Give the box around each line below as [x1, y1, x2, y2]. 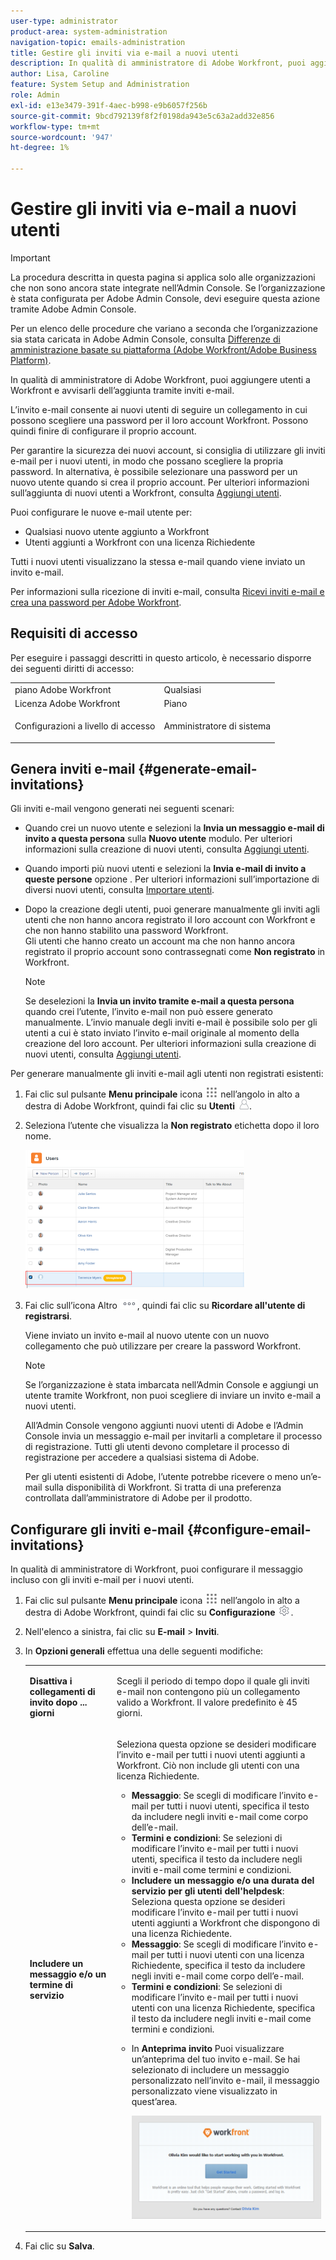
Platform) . [10, 354, 52, 366]
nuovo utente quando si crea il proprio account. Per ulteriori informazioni [10, 476, 310, 488]
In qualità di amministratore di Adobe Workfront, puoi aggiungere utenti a [10, 373, 311, 385]
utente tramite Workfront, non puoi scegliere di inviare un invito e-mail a [24, 1390, 322, 1402]
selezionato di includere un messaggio [131, 2064, 290, 2076]
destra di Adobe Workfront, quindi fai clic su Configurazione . [24, 1606, 294, 1619]
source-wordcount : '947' [10, 132, 114, 142]
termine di [29, 1979, 73, 1991]
